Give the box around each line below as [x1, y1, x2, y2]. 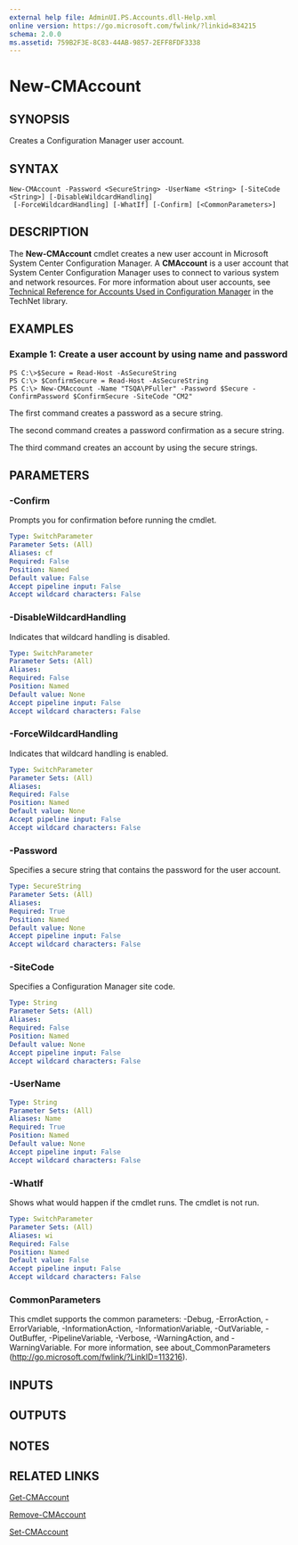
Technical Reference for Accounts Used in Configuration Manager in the [9, 286, 274, 297]
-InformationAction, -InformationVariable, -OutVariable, [61, 1323, 264, 1334]
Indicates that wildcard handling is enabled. [9, 748, 169, 759]
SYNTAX [9, 161, 60, 177]
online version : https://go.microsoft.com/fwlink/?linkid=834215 [9, 21, 256, 30]
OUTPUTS [9, 1408, 67, 1423]
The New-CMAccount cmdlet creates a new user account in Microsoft [9, 248, 269, 259]
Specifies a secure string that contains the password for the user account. [9, 865, 282, 875]
